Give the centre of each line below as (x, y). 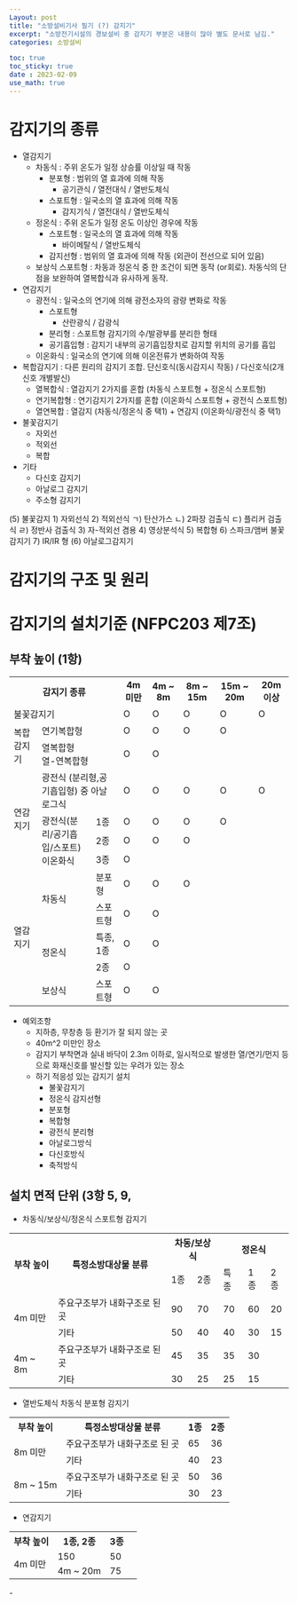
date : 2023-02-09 (43, 75)
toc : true (27, 59)
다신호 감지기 (58, 478)
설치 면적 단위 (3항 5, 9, (71, 1196)
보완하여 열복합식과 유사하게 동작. (110, 278)
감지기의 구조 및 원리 (79, 580)
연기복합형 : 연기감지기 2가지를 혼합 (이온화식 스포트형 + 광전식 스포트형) (161, 399)
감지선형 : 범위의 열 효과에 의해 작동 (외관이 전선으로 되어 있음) (156, 256)
